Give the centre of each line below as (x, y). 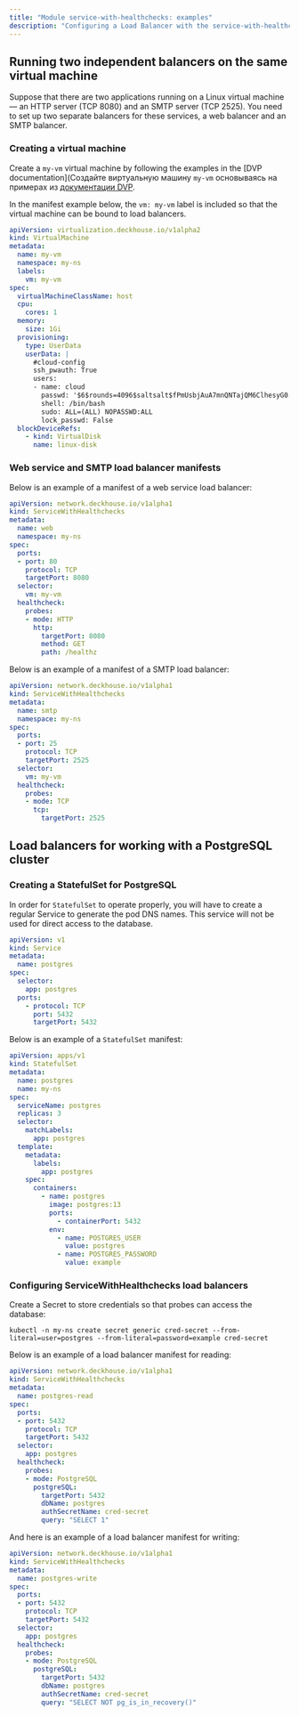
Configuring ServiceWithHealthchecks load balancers (129, 1285)
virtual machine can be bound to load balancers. (98, 214)
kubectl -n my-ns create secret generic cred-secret (109, 1331)
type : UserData (53, 345)
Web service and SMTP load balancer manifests (115, 468)
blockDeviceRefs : (49, 428)
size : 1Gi (44, 329)
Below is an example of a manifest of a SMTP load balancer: (119, 669)
